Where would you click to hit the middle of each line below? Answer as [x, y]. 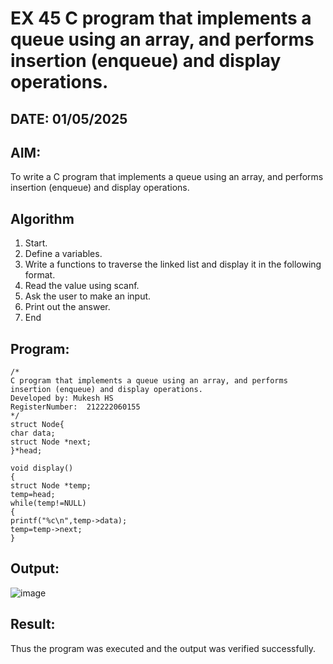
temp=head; [33, 495]
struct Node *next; [51, 442]
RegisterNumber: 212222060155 [75, 407]
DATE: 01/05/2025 [69, 118]
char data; [33, 433]
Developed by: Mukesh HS [62, 398]
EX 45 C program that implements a [161, 18]
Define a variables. [63, 254]
